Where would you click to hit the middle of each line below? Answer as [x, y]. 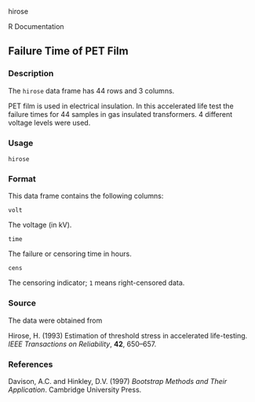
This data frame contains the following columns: [86, 196]
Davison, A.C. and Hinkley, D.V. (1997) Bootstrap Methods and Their [118, 381]
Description [31, 74]
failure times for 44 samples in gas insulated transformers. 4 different [120, 114]
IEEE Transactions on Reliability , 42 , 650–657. [82, 344]
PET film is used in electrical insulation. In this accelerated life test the [121, 106]
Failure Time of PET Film [68, 51]
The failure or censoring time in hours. [70, 254]
